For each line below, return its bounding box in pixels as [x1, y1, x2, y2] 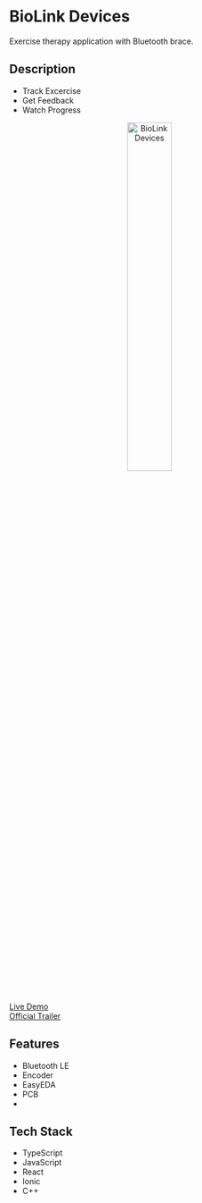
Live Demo [9, 1001, 49, 1012]
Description [9, 62, 76, 77]
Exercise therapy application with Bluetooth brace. [9, 36, 194, 46]
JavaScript [21, 1157, 62, 1168]
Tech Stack [9, 1123, 73, 1139]
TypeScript [21, 1148, 63, 1158]
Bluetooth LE [21, 1060, 69, 1071]
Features [9, 1037, 60, 1052]
